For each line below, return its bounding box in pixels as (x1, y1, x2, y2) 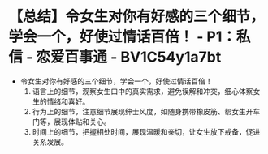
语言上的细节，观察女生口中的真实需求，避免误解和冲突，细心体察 (32, 86, 253, 96)
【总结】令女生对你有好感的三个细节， (8, 7, 266, 26)
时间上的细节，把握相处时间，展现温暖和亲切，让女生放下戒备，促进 (32, 126, 261, 136)
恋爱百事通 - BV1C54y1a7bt (36, 48, 222, 66)
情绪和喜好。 (46, 96, 90, 106)
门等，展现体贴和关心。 (32, 117, 111, 126)
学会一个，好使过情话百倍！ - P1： (8, 28, 237, 46)
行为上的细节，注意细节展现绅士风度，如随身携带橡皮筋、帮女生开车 (32, 106, 261, 116)
